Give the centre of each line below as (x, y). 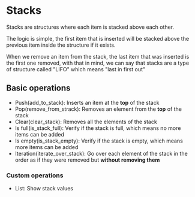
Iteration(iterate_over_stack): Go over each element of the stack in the (101, 153)
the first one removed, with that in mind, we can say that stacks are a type (98, 63)
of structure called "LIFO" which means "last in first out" (76, 69)
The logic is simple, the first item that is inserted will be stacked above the (98, 38)
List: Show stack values (44, 189)
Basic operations (38, 88)
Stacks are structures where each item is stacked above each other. (90, 27)
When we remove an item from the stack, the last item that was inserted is (98, 56)
